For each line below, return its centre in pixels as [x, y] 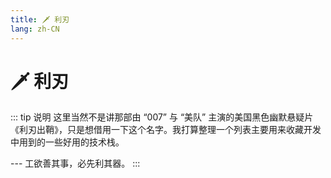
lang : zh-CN [35, 29]
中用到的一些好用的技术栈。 [67, 142]
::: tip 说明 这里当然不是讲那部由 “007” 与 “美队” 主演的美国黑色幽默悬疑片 [162, 117]
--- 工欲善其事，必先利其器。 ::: [75, 163]
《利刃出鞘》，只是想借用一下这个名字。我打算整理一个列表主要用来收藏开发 [166, 130]
